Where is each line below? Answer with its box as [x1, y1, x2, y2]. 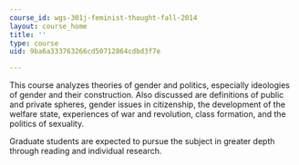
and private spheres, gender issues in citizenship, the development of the [9, 99, 285, 110]
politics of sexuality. [9, 119, 85, 130]
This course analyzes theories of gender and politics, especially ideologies [9, 80, 290, 91]
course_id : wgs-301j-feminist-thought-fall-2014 [9, 13, 198, 23]
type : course [9, 38, 59, 48]
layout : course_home [9, 22, 88, 31]
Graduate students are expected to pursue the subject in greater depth [9, 136, 275, 147]
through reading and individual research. [9, 146, 162, 157]
